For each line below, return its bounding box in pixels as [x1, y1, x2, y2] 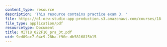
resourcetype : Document [5, 25, 55, 30]
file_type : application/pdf [5, 21, 64, 26]
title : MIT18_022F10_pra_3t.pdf [5, 30, 72, 35]
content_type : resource [5, 7, 55, 12]
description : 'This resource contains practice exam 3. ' [5, 12, 128, 17]
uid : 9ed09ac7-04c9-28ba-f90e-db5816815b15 [5, 35, 97, 40]
